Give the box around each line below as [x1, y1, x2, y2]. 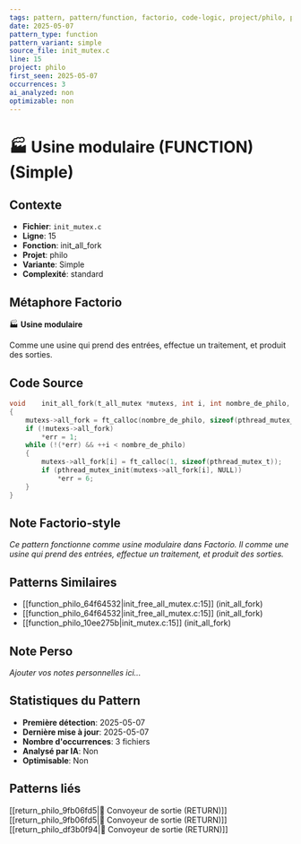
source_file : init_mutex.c [9, 47, 110, 56]
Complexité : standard [21, 269, 104, 280]
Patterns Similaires [9, 574, 117, 590]
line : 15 [9, 55, 42, 64]
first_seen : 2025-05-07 [9, 72, 99, 81]
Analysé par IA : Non [21, 745, 99, 756]
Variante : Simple [21, 259, 85, 270]
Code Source [9, 375, 83, 391]
